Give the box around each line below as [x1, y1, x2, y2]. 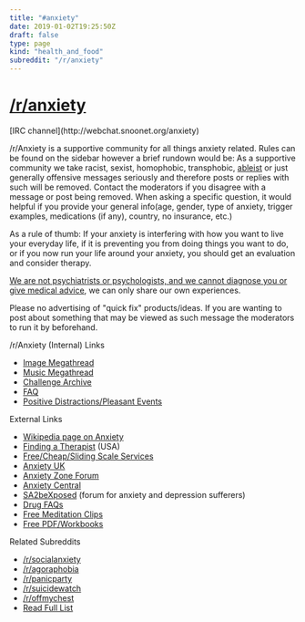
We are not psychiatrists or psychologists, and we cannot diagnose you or [9, 275, 288, 285]
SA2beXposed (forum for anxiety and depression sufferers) [22, 489, 246, 500]
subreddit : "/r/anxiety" [9, 56, 104, 65]
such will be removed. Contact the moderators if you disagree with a [9, 181, 267, 192]
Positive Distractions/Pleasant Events [22, 396, 162, 407]
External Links [9, 413, 63, 424]
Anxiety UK [22, 460, 66, 471]
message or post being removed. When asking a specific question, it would [9, 191, 292, 202]
